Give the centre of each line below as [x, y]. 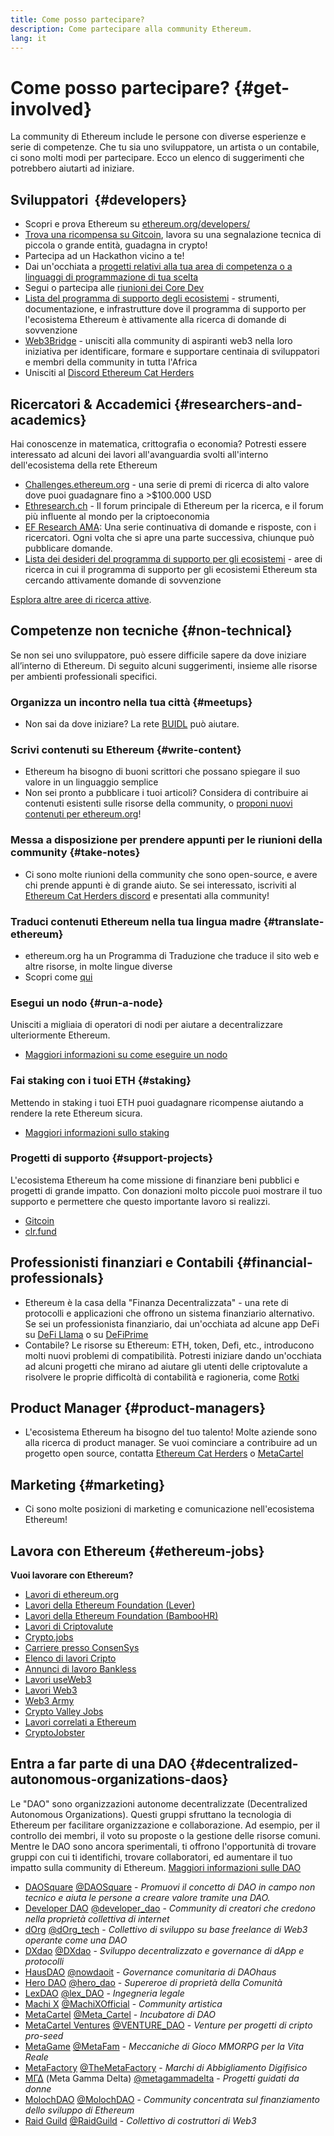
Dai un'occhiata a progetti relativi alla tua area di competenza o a [158, 267]
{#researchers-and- [238, 404]
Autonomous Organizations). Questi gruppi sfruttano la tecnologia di [151, 1814]
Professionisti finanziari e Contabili [122, 1262]
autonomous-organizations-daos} [119, 1779]
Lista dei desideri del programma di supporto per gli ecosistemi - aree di [173, 558]
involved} [51, 108]
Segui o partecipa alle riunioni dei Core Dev [114, 288]
